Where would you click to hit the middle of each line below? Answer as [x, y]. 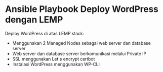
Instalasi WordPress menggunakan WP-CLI [56, 64]
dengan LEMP [34, 20]
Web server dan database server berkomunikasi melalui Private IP [79, 54]
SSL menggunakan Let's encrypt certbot [54, 59]
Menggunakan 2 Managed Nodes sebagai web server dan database [81, 43]
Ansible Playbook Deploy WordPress [82, 9]
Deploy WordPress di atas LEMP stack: [45, 33]
